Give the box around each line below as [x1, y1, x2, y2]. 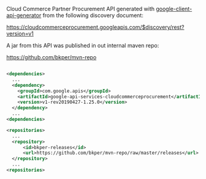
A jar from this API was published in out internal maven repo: [6, 42, 159, 49]
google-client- [156, 5, 193, 12]
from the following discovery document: [42, 12, 144, 19]
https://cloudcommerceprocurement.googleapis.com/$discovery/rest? [6, 24, 185, 31]
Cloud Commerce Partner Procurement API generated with [6, 5, 155, 12]
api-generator [6, 12, 42, 19]
